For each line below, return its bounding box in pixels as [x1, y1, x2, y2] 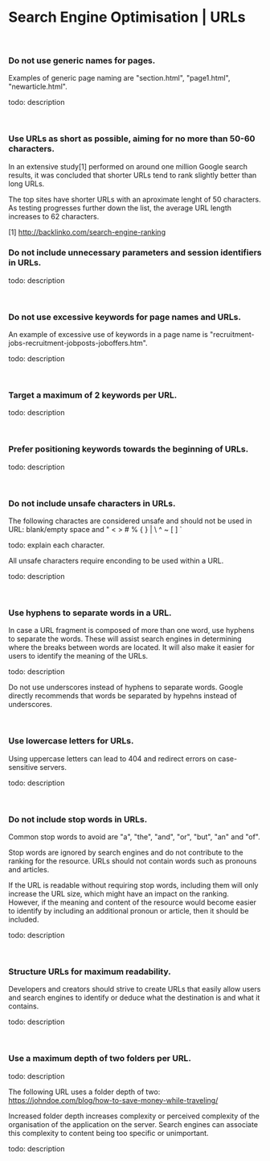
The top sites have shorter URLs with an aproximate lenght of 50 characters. [8, 194, 261, 204]
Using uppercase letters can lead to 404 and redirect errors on [8, 754, 217, 764]
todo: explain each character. [8, 540, 105, 550]
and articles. [8, 864, 50, 874]
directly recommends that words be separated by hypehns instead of [8, 691, 237, 701]
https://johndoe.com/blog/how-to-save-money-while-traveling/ [8, 1095, 219, 1105]
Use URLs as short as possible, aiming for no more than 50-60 [8, 133, 256, 144]
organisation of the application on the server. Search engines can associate [8, 1119, 259, 1129]
